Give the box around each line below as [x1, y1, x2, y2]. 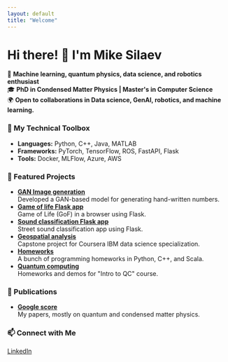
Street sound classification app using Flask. [17, 225, 143, 233]
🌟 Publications [7, 286, 57, 296]
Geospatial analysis [17, 232, 77, 241]
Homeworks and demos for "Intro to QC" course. [17, 270, 159, 278]
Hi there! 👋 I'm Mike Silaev [7, 47, 162, 63]
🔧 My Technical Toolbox [7, 123, 90, 133]
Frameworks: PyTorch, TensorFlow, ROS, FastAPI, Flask [17, 146, 180, 155]
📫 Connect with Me [7, 328, 76, 338]
